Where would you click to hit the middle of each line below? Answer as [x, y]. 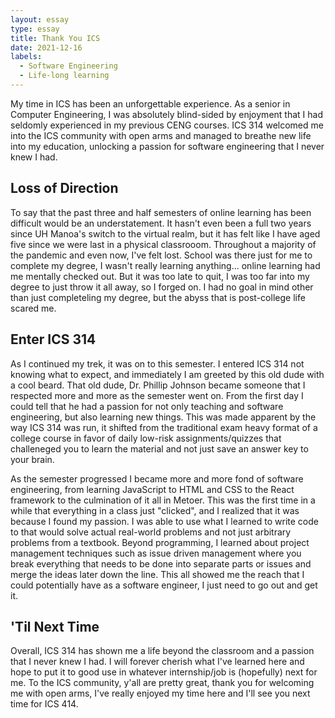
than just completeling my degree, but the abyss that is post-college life [158, 297]
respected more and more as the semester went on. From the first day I [157, 395]
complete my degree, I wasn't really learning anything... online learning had [165, 265]
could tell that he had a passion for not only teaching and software [147, 406]
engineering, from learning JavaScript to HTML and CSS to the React [152, 489]
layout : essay [40, 19]
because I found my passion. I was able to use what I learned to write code [164, 521]
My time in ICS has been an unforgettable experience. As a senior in [150, 103]
